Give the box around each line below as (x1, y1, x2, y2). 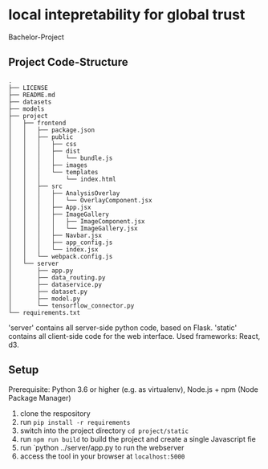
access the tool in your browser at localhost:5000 (19, 451, 185, 461)
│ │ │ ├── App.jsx (8, 203, 91, 211)
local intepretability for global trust (8, 6, 246, 24)
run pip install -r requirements (19, 417, 131, 426)
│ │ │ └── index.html (8, 175, 116, 183)
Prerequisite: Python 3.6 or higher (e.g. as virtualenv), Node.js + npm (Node (8, 384, 258, 394)
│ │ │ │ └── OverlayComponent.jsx (8, 196, 152, 204)
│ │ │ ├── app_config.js (8, 239, 113, 247)
